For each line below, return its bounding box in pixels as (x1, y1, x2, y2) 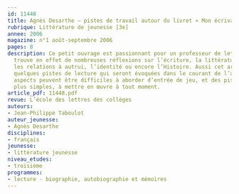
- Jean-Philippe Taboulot (7, 109, 84, 117)
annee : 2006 (7, 30, 43, 38)
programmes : (7, 168, 43, 176)
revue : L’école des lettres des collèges (7, 97, 132, 104)
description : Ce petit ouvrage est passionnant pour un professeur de (7, 50, 221, 58)
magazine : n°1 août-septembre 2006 (7, 37, 113, 44)
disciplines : (7, 129, 46, 136)
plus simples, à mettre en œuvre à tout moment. (14, 83, 161, 90)
